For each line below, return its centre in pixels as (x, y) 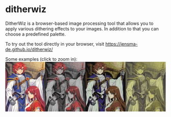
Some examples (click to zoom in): (41, 59)
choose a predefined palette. (36, 34)
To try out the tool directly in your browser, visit (55, 44)
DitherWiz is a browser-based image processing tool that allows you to (79, 23)
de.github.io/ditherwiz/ (29, 49)
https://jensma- (121, 44)
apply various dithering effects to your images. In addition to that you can (82, 28)
